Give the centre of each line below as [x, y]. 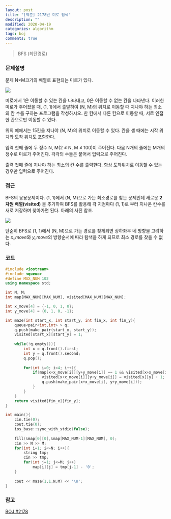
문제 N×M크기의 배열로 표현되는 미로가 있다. [49, 80]
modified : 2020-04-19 [28, 24]
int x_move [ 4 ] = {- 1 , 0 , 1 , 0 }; [40, 306]
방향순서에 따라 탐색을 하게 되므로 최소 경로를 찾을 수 [105, 237]
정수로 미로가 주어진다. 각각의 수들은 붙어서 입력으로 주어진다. [66, 154]
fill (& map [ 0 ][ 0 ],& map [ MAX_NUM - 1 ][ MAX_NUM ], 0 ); [66, 438]
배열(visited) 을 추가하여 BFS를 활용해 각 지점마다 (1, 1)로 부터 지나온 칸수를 [90, 204]
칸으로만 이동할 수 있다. [34, 120]
